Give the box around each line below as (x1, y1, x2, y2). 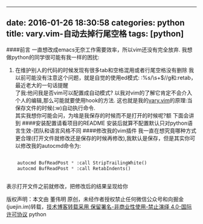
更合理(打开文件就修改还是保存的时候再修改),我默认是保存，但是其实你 (14, 134, 190, 142)
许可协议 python (6, 211, 47, 218)
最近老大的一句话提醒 (14, 81, 68, 88)
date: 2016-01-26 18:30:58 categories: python (6, 18, 185, 28)
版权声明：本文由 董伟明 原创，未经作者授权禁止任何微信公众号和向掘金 (6, 196, 184, 203)
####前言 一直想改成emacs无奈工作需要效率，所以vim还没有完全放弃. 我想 (6, 46, 193, 53)
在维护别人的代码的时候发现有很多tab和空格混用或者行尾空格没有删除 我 (14, 66, 195, 73)
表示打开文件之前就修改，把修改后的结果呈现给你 (6, 183, 128, 190)
